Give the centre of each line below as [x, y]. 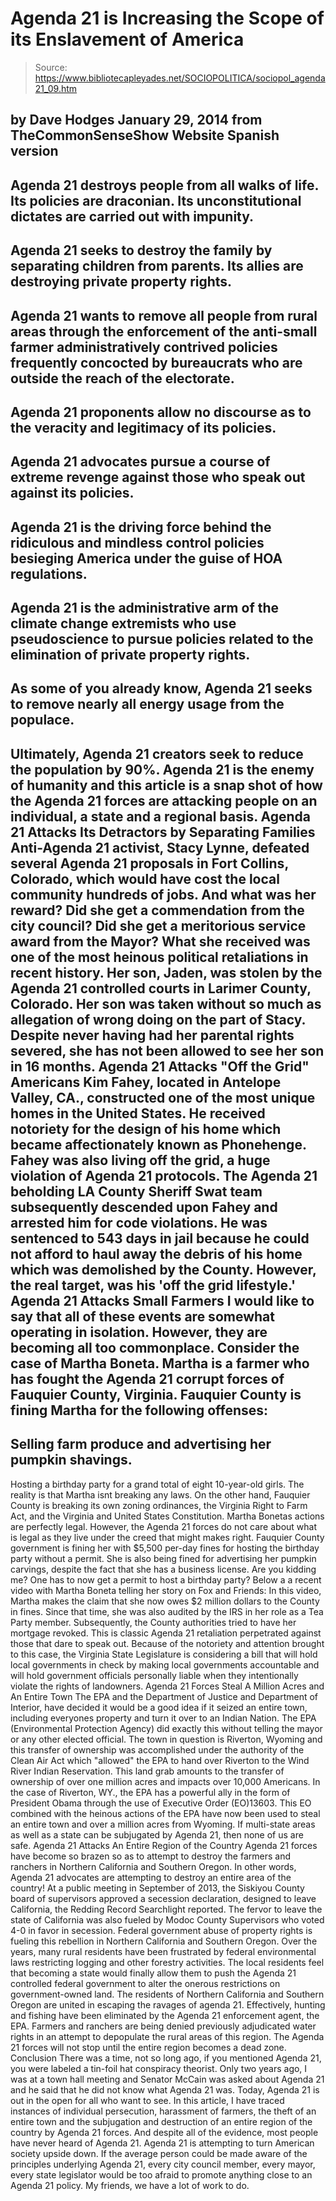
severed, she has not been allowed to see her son [167, 1050]
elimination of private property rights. [130, 655]
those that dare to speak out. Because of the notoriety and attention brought [167, 1643]
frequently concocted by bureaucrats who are [156, 362]
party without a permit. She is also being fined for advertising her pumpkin [163, 1558]
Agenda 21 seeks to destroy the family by [141, 250]
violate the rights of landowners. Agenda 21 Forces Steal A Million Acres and [167, 1686]
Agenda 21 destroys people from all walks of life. [164, 185]
